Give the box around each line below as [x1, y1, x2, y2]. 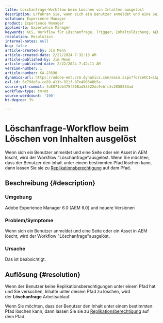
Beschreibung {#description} [5, 179, 96, 188]
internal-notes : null [5, 39, 49, 44]
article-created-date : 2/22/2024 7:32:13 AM [5, 52, 97, 57]
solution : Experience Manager [5, 16, 66, 21]
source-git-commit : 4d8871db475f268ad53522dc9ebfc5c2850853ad [5, 84, 133, 89]
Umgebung [5, 193, 33, 200]
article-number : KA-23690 [5, 71, 57, 76]
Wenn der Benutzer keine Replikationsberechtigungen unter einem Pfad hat [5, 284, 156, 289]
